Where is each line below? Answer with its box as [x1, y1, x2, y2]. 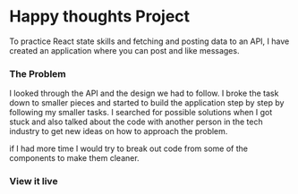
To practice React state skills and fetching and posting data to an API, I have [9, 36, 290, 46]
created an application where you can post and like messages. [9, 45, 240, 55]
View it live [9, 175, 58, 188]
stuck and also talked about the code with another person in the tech [9, 116, 263, 127]
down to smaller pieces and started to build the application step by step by [9, 97, 285, 108]
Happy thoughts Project [9, 6, 191, 27]
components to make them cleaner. [9, 153, 140, 164]
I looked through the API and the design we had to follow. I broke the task [9, 88, 279, 99]
